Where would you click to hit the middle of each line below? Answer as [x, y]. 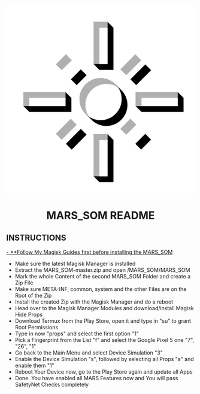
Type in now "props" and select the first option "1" [77, 334]
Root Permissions [37, 327]
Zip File [24, 283]
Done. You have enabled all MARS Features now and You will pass [96, 378]
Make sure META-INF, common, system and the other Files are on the [101, 289]
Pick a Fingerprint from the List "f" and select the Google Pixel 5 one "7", [104, 340]
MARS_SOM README [101, 216]
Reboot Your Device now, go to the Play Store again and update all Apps [104, 372]
